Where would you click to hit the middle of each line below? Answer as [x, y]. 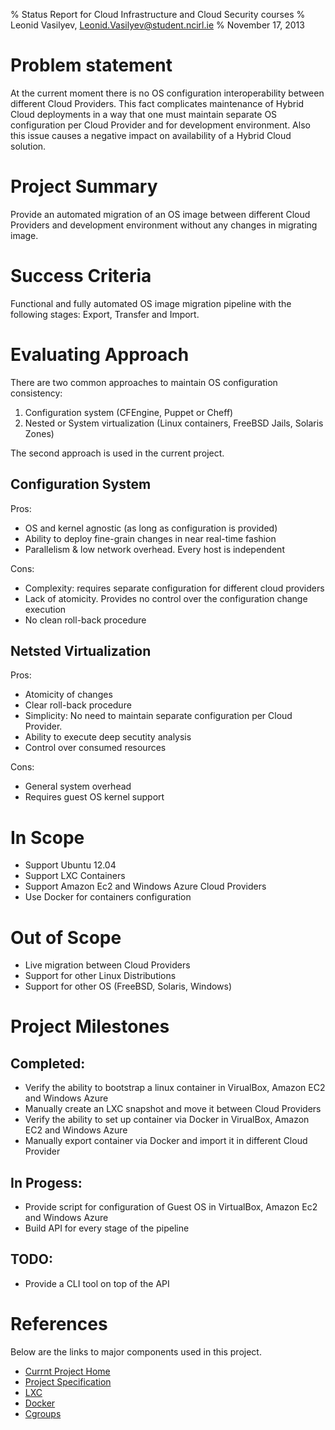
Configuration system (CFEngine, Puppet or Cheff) [129, 412]
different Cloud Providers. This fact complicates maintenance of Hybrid [157, 103]
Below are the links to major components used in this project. [136, 1351]
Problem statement [91, 65]
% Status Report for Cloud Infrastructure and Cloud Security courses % [158, 14]
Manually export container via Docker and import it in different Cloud [166, 1141]
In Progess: [46, 1182]
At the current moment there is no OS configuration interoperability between [167, 93]
